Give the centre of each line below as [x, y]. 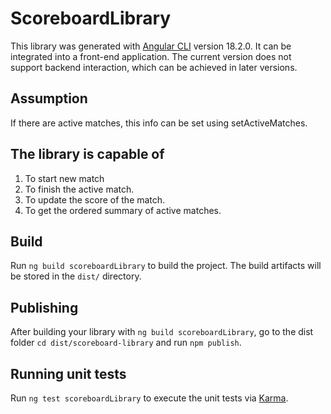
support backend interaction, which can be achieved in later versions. [154, 67]
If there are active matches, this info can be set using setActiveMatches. [159, 123]
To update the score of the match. [95, 199]
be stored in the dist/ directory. [76, 276]
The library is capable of [87, 154]
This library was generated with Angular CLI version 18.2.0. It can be [151, 46]
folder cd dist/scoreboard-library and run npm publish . [126, 343]
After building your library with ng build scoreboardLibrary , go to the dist [162, 332]
